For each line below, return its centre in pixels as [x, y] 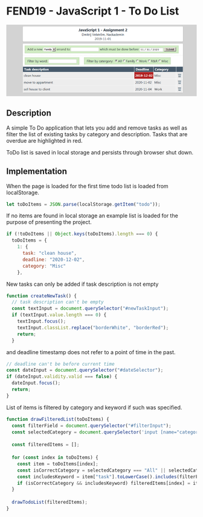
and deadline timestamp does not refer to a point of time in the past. [91, 352]
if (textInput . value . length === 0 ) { [59, 315]
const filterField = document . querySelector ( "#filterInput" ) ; [92, 426]
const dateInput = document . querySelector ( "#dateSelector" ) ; [85, 370]
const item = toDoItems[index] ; [58, 464]
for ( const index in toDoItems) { [55, 458]
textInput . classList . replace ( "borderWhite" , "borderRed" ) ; [93, 328]
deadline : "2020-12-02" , [53, 259]
